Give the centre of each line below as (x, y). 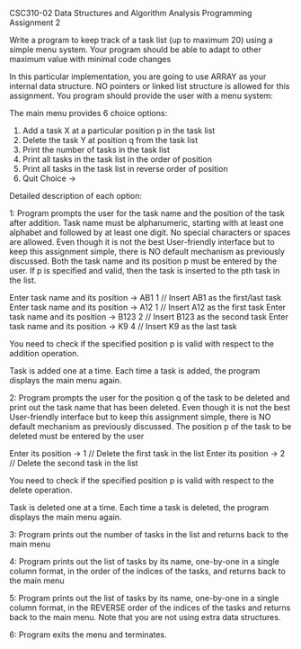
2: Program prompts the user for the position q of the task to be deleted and (150, 398)
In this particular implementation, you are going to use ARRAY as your (138, 77)
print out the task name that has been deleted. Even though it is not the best (150, 407)
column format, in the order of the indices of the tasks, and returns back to (147, 571)
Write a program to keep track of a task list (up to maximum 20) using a (141, 40)
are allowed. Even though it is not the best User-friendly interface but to (142, 242)
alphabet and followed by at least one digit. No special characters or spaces (150, 232)
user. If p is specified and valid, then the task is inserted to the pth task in (145, 270)
